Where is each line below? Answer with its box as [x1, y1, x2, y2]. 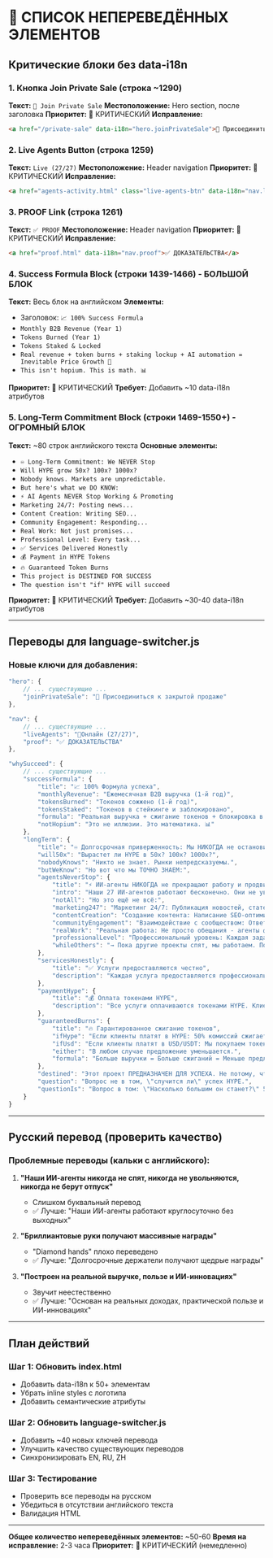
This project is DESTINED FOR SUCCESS [19, 572, 152, 581]
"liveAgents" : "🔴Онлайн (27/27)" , [23, 730, 140, 738]
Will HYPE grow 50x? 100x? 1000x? [19, 466, 137, 475]
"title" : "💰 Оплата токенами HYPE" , [51, 994, 179, 1003]
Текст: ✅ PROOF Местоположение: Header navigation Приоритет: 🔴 [8, 224, 241, 235]
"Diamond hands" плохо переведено [32, 1247, 158, 1256]
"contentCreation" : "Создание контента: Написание [51, 911, 227, 919]
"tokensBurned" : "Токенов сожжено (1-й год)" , [37, 798, 198, 806]
